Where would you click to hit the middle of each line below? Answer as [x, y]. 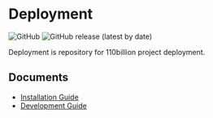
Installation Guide [49, 97]
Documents [39, 78]
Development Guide [53, 105]
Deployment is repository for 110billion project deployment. [107, 52]
